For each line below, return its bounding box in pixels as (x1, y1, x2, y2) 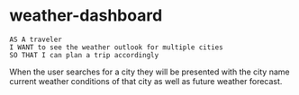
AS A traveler (9, 35, 63, 44)
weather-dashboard (9, 5, 163, 26)
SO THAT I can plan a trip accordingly (9, 50, 159, 59)
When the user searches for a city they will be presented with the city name (9, 66, 290, 77)
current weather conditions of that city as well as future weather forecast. (9, 75, 283, 86)
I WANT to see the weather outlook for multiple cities (9, 42, 223, 52)
